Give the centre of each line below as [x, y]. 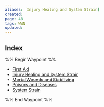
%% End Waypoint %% [29, 99]
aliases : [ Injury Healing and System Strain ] [52, 10]
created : [14, 14]
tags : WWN [15, 23]
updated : [14, 28]
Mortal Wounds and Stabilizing [43, 80]
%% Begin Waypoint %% [31, 59]
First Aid [21, 69]
